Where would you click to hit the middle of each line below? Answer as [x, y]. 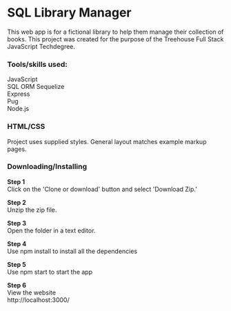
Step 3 [17, 223]
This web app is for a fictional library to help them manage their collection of [115, 32]
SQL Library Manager [70, 13]
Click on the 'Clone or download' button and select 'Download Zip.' [102, 189]
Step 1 [16, 181]
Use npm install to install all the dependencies [72, 251]
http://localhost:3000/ [39, 300]
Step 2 [17, 202]
